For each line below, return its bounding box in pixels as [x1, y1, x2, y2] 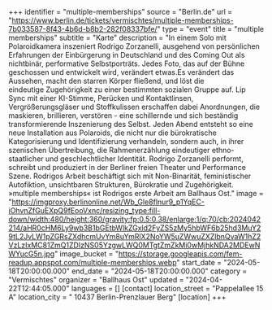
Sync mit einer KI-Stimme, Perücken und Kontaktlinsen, [8, 94, 194, 103]
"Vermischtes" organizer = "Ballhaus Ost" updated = [8, 275, 184, 284]
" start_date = [176, 258, 222, 267]
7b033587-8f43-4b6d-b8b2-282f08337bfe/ [8, 24, 158, 33]
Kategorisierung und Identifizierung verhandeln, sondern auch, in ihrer [8, 137, 244, 146]
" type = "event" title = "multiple [157, 24, 265, 33]
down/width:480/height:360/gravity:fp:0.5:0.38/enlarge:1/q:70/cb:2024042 [8, 215, 261, 224]
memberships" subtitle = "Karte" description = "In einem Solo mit [8, 33, 227, 42]
